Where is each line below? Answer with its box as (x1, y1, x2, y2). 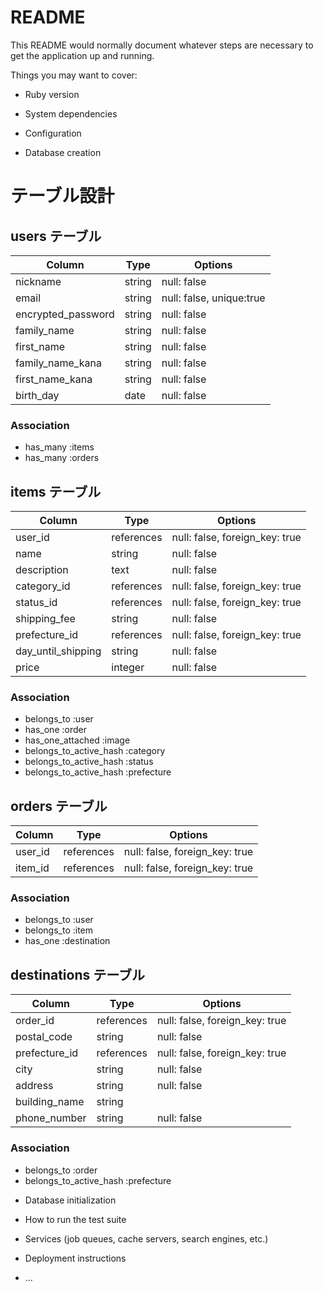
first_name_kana (15, 372, 93, 386)
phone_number (15, 1111, 87, 1125)
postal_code (15, 1030, 73, 1044)
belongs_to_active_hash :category (24, 745, 166, 757)
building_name (15, 1095, 85, 1109)
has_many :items (24, 441, 95, 453)
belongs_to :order (24, 1164, 98, 1176)
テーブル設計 (10, 185, 115, 208)
